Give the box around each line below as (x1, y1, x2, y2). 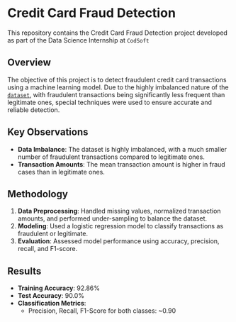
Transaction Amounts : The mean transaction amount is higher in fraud (17, 160, 225, 168)
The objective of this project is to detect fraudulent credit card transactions (7, 75, 227, 84)
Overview (7, 57, 52, 69)
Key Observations (7, 126, 89, 138)
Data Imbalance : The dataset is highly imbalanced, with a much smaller (17, 145, 227, 153)
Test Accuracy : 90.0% (17, 292, 85, 300)
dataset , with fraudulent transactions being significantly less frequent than (7, 90, 225, 99)
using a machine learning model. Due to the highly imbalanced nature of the (7, 83, 229, 91)
